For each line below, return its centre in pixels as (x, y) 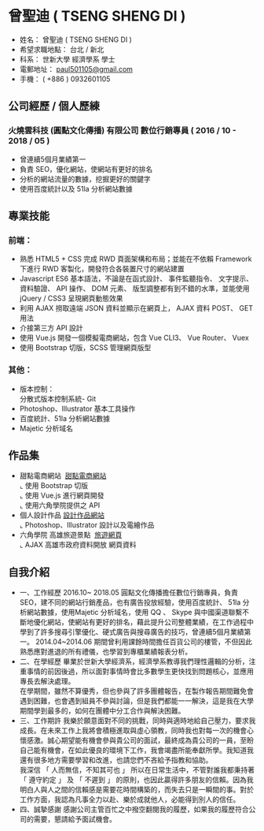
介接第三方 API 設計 (51, 328)
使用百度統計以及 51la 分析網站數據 (76, 188)
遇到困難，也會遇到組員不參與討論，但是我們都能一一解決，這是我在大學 (136, 701)
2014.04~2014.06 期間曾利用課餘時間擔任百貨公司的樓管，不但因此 (144, 642)
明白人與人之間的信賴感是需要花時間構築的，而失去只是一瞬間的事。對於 (136, 790)
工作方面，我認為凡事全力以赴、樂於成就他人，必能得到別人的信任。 (130, 799)
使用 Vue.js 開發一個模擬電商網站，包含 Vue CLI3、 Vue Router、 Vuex (134, 338)
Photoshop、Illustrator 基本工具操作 (77, 408)
